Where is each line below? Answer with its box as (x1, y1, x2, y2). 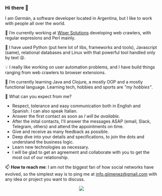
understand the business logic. (12, 139, 74, 145)
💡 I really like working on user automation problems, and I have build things (5, 64, 155, 70)
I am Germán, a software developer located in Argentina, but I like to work (5, 16, 152, 21)
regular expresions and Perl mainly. (5, 35, 76, 41)
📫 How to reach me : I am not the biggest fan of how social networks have (5, 164, 154, 170)
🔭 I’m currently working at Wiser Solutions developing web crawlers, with (5, 30, 151, 36)
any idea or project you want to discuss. (5, 177, 85, 182)
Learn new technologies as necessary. (12, 144, 90, 150)
